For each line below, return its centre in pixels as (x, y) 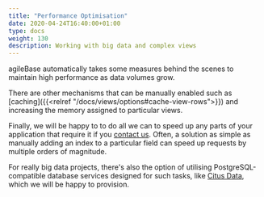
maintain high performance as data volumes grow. (92, 78)
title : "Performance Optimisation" (68, 16)
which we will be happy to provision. (69, 184)
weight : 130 (28, 38)
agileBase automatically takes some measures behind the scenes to (121, 69)
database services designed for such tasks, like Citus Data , (146, 176)
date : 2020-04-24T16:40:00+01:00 (65, 23)
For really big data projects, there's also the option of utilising (110, 167)
